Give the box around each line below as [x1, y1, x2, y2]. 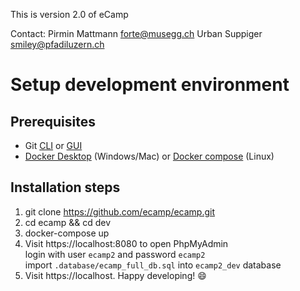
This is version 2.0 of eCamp [10, 9, 129, 20]
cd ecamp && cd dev [24, 216, 112, 228]
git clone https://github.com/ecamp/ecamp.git [24, 205, 216, 218]
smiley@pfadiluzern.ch [10, 39, 105, 50]
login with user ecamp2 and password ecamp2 [24, 248, 206, 260]
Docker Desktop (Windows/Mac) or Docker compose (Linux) [24, 150, 275, 162]
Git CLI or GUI [24, 140, 83, 151]
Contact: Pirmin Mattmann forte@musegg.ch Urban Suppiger [10, 28, 263, 39]
